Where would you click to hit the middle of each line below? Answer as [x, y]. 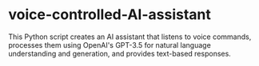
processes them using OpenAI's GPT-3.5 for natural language [110, 45]
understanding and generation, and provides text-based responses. [120, 53]
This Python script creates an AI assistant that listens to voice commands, [130, 37]
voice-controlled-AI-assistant [110, 15]
